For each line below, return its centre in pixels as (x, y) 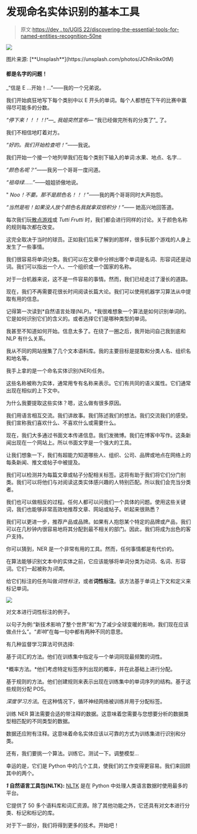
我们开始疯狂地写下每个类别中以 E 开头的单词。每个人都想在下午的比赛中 (94, 100)
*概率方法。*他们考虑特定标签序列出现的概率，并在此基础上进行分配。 (91, 669)
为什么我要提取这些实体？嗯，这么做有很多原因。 (65, 403)
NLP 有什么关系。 (27, 338)
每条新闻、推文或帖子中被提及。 (45, 462)
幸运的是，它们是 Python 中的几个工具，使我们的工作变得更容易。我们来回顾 (98, 766)
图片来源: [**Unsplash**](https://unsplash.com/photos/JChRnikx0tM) (90, 59)
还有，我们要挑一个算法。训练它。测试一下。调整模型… (73, 754)
